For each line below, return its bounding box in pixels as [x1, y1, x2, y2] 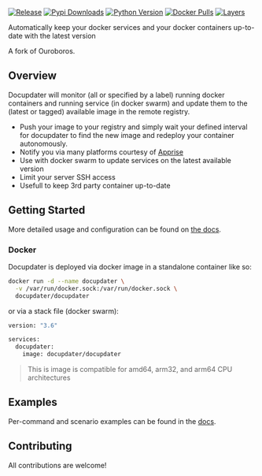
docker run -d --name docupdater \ [8, 277, 125, 285]
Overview [8, 69, 57, 83]
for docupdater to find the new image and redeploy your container [19, 130, 234, 139]
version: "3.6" [8, 322, 58, 329]
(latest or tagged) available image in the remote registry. [8, 106, 190, 116]
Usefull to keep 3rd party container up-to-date [19, 180, 171, 190]
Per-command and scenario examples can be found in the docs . [8, 416, 216, 426]
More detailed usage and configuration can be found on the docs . [8, 225, 222, 234]
